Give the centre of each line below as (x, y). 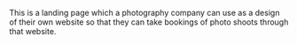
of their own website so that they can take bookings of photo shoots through (149, 22)
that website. (33, 31)
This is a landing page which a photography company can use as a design (145, 13)
